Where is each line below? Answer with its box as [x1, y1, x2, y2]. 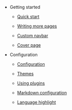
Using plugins [17, 81, 45, 86]
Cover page [17, 42, 41, 48]
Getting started [9, 4, 41, 10]
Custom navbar [17, 33, 48, 38]
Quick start [17, 14, 40, 19]
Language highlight [17, 99, 56, 105]
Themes [17, 71, 34, 77]
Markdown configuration [17, 90, 67, 95]
